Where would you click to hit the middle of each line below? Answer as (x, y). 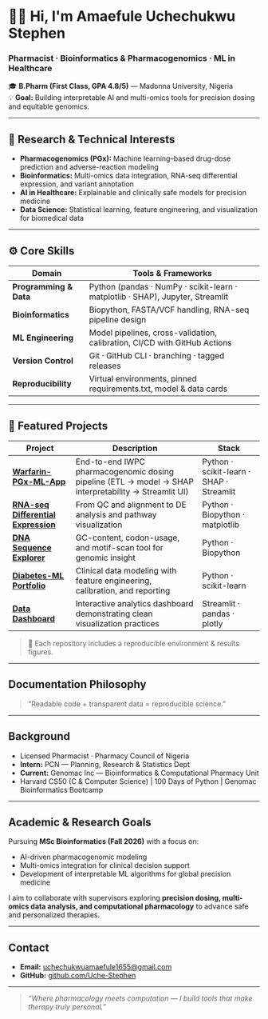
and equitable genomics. (49, 106)
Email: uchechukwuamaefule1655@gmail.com (96, 967)
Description (135, 448)
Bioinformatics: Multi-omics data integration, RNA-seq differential (128, 176)
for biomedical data (52, 218)
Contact (29, 947)
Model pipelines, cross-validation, (153, 333)
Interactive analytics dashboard (134, 603)
